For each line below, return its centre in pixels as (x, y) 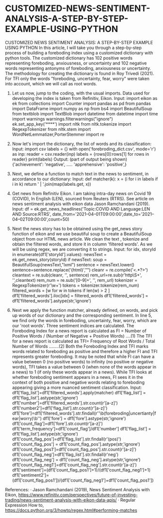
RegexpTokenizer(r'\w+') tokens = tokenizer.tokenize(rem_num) (75, 285)
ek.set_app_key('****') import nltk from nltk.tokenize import (72, 124)
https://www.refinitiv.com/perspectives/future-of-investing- (78, 495)
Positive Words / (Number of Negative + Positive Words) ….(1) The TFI (82, 336)
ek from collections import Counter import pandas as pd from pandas (81, 103)
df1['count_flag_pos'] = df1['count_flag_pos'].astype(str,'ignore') (76, 444)
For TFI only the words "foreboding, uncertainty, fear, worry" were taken (77, 79)
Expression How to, (24, 505)
